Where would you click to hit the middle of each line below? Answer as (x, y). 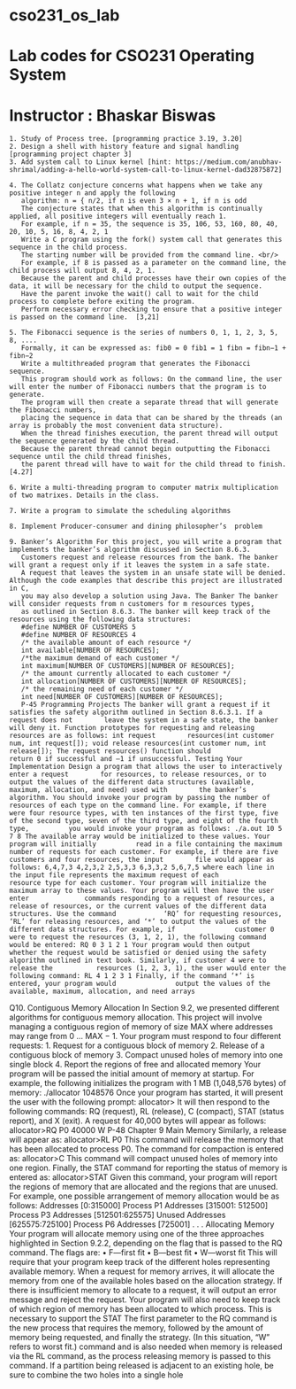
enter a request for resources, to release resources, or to (138, 775)
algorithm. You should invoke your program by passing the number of (140, 798)
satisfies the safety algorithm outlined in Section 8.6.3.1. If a (136, 713)
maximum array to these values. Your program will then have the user (142, 891)
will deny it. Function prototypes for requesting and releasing (132, 728)
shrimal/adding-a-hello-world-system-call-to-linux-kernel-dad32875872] (146, 170)
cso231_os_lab (65, 16)
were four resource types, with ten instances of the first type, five (144, 813)
